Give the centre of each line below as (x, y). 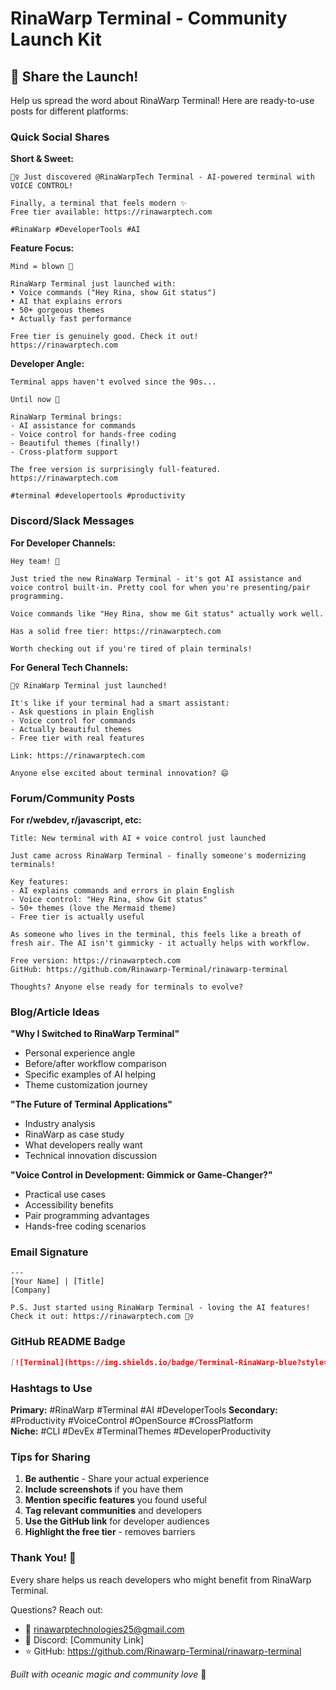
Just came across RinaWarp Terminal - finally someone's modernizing (158, 855)
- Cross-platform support (64, 452)
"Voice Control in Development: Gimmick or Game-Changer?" (141, 1175)
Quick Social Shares (60, 137)
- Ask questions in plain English (82, 712)
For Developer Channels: (63, 543)
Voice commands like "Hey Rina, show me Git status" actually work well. (167, 613)
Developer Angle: (47, 364)
